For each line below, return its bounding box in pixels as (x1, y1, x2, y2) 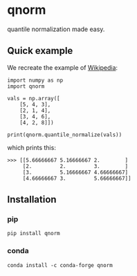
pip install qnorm (7, 230, 60, 237)
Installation (7, 194, 57, 205)
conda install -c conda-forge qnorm (7, 261, 113, 268)
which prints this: (7, 143, 57, 151)
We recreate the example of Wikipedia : (7, 63, 118, 71)
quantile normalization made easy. (7, 25, 105, 33)
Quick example (7, 45, 73, 57)
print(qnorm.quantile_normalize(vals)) (7, 131, 122, 138)
